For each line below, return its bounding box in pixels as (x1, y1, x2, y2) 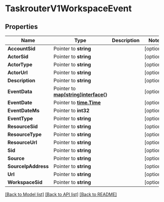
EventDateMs (7, 107, 40, 114)
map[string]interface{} (53, 91, 107, 98)
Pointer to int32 (53, 107, 90, 114)
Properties (5, 23, 38, 31)
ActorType (7, 61, 33, 68)
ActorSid (7, 53, 28, 60)
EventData (7, 88, 33, 95)
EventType (7, 115, 33, 122)
